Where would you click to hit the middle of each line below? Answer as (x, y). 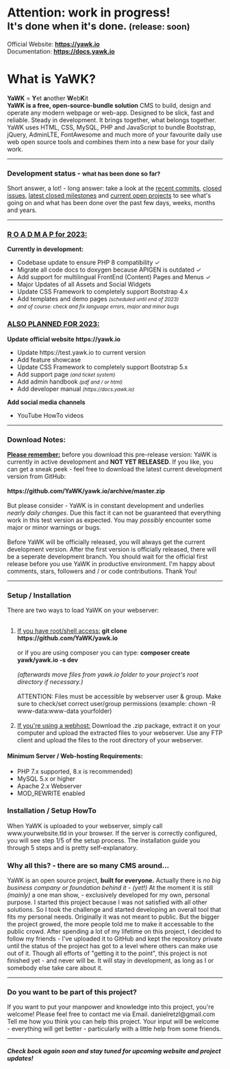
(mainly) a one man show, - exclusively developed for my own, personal (108, 895)
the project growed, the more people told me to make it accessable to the (111, 924)
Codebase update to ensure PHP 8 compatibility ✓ (88, 263)
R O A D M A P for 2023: (47, 235)
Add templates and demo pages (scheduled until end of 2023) (98, 299)
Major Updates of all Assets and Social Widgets (84, 284)
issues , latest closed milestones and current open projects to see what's (109, 196)
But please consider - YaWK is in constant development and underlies (105, 506)
